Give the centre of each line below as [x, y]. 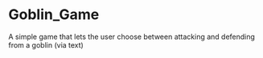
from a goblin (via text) [46, 44]
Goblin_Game [54, 15]
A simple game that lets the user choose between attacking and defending [132, 37]
